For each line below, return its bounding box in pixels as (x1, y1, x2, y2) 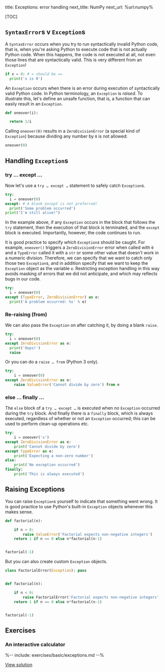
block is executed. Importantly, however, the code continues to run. (5, 230, 141, 236)
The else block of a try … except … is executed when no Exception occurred (5, 405, 160, 411)
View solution (5, 662, 33, 668)
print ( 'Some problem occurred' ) (9, 206, 76, 211)
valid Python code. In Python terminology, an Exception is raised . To (5, 90, 143, 96)
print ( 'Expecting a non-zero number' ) (14, 453, 93, 458)
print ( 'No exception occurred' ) (14, 462, 80, 467)
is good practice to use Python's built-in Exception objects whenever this (5, 503, 153, 509)
